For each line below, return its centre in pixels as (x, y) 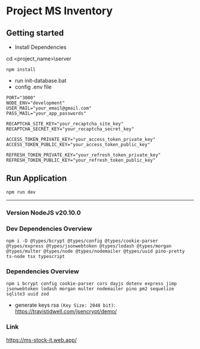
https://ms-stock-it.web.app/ (42, 339)
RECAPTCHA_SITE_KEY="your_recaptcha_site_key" (65, 124)
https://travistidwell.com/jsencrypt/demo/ (66, 312)
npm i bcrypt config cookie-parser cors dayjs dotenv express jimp (92, 284)
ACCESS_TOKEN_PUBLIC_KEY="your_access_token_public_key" (78, 144)
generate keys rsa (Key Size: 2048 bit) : (65, 305)
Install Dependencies (40, 47)
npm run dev (21, 192)
